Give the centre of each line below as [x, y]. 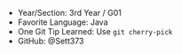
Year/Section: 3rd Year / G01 [69, 13]
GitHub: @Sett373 [51, 41]
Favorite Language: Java [63, 22]
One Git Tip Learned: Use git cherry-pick [95, 31]
